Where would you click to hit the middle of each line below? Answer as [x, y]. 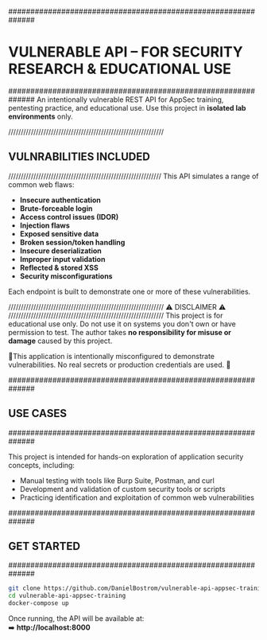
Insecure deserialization [60, 251]
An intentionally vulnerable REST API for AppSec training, [130, 100]
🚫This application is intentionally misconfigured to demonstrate [111, 356]
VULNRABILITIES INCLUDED [79, 157]
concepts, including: [42, 465]
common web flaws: [41, 184]
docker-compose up [39, 603]
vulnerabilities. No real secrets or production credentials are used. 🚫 [120, 365]
